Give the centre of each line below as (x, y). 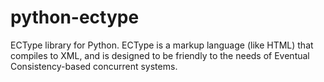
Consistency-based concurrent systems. (94, 66)
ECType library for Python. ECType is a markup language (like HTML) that (162, 45)
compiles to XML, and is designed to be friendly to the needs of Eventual (160, 55)
